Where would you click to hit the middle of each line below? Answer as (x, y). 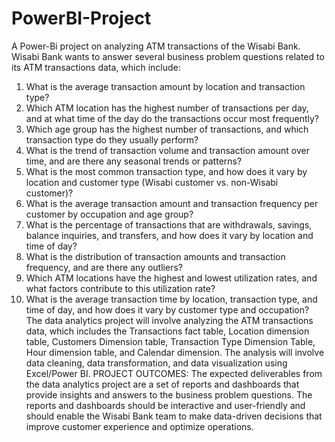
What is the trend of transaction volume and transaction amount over (168, 150)
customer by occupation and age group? (109, 214)
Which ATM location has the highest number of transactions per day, (167, 108)
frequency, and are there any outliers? (104, 267)
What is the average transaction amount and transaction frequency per (172, 203)
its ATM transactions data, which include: (96, 67)
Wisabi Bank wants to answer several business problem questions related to (168, 56)
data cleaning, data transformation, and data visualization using (156, 363)
